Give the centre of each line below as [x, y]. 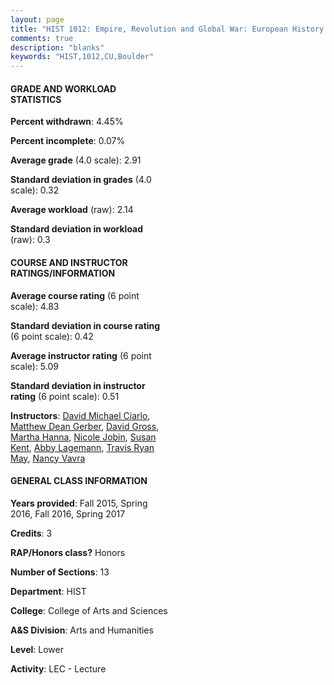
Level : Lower [37, 649]
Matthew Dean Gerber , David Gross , [85, 426]
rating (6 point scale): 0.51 [65, 396]
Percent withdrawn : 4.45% [67, 122]
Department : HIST [48, 591]
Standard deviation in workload [77, 229]
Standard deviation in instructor [78, 385]
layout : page [37, 19]
